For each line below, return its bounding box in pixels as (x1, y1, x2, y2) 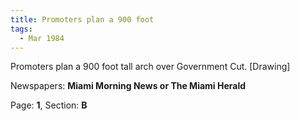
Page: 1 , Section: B (10, 99, 88, 111)
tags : (10, 24, 33, 34)
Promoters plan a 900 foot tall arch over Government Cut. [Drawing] (10, 61, 291, 73)
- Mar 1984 (19, 33, 65, 43)
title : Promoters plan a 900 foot (10, 14, 155, 25)
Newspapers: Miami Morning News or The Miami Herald (10, 80, 247, 92)
